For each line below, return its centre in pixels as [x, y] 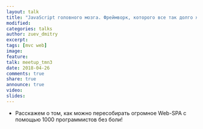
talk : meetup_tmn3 [29, 62]
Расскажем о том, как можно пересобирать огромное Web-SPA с [101, 113]
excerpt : [17, 40]
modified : [19, 23]
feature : [17, 57]
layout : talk [23, 12]
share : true [21, 79]
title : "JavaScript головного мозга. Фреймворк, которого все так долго [100, 17]
